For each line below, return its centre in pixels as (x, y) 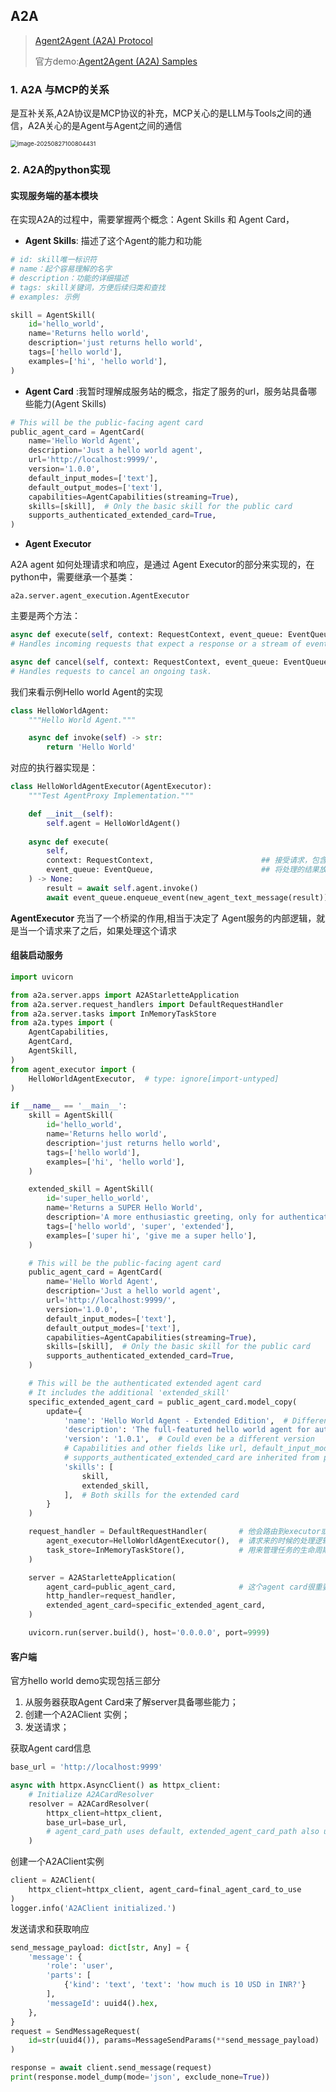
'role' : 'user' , (80, 1966)
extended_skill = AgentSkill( (91, 1189)
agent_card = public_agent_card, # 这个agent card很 (180, 1587)
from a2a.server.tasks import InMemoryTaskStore (113, 1014)
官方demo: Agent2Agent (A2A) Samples (116, 61)
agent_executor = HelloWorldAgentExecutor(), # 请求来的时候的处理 (180, 1541)
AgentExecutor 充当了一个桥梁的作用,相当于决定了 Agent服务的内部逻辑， (163, 918)
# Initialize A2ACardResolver (91, 1794)
